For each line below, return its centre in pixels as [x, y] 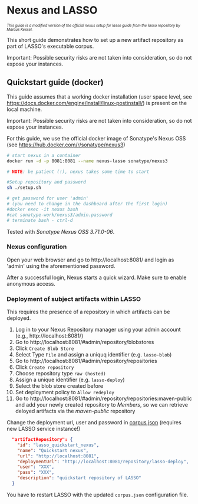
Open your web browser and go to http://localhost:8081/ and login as [90, 260]
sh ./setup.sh [24, 188]
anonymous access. [31, 283]
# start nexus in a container [44, 155]
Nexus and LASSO [52, 10]
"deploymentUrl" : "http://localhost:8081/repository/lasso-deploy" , [103, 462]
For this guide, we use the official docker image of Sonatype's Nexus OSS [96, 138]
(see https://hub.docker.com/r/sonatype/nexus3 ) [66, 145]
